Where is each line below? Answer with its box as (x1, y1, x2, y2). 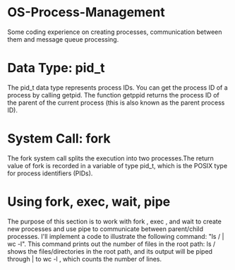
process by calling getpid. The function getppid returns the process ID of (7, 90, 220, 99)
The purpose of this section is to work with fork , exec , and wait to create (7, 217, 222, 225)
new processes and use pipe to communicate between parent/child (7, 224, 203, 233)
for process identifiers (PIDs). (7, 169, 93, 177)
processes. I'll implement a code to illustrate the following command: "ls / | (7, 232, 224, 240)
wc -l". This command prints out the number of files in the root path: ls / (7, 240, 216, 248)
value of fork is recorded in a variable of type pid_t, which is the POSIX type (7, 161, 228, 170)
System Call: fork (7, 131, 111, 147)
